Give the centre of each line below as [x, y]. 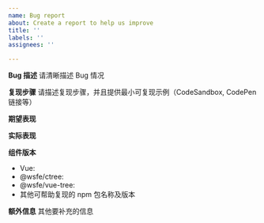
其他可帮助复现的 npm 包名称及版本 [77, 195]
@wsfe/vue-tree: [47, 185]
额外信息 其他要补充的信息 [51, 211]
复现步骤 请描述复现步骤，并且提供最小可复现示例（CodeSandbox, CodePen [132, 93]
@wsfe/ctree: [42, 177]
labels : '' [26, 38]
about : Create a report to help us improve [81, 23]
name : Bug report [37, 15]
